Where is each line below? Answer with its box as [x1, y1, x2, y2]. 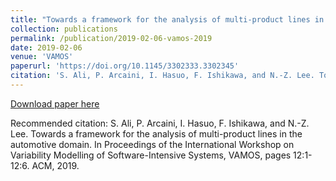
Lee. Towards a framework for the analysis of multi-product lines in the [10, 127, 303, 140]
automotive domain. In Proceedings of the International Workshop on [10, 138, 295, 150]
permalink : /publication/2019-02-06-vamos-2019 [10, 33, 213, 43]
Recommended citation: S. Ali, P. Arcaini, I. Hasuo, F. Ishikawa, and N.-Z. [10, 117, 310, 129]
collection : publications [10, 24, 118, 34]
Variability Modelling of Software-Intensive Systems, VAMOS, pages [10, 149, 292, 161]
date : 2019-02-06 [10, 42, 83, 53]
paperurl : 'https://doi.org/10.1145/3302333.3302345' [10, 61, 240, 71]
